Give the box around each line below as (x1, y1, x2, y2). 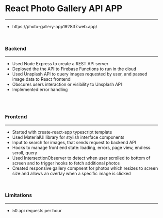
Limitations (5, 192, 33, 199)
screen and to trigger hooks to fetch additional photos (12, 160, 120, 166)
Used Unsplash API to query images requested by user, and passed (12, 71, 147, 77)
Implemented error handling (12, 87, 68, 92)
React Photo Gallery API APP (5, 3, 123, 14)
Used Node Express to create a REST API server (12, 61, 109, 67)
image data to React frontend (12, 76, 71, 82)
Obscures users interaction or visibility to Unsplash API (12, 81, 122, 88)
